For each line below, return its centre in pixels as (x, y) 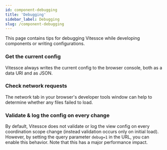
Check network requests (36, 86)
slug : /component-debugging (35, 24)
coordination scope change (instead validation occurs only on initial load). (82, 132)
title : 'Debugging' (26, 15)
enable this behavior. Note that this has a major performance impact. (76, 142)
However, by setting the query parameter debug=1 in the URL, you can (77, 137)
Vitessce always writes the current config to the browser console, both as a (84, 67)
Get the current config (33, 57)
